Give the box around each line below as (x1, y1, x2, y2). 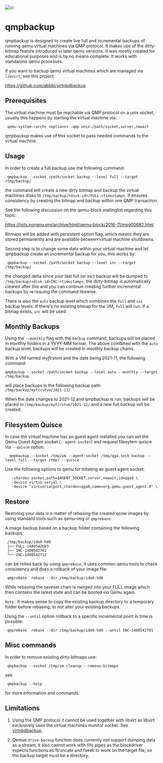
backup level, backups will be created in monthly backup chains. (5, 346, 135, 352)
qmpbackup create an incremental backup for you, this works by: (5, 251, 136, 257)
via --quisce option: (5, 444, 45, 450)
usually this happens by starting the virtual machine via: (5, 114, 117, 120)
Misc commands (5, 641, 57, 649)
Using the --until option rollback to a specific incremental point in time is (5, 613, 153, 619)
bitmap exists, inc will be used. (5, 308, 67, 314)
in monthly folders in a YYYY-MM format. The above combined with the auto (5, 341, 158, 346)
